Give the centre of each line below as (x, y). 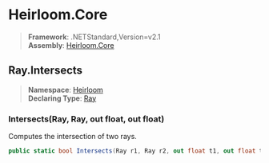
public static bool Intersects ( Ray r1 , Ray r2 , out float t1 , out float (132, 151)
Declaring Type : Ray (62, 98)
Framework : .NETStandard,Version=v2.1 (94, 37)
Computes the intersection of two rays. (73, 137)
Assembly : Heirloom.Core (71, 45)
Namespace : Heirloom (66, 89)
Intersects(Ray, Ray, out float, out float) (86, 119)
